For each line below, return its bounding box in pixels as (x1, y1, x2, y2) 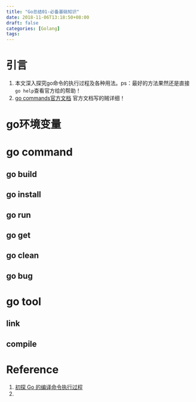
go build (6, 169, 38, 179)
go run (6, 210, 31, 220)
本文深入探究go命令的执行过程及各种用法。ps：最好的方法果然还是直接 (14, 80, 190, 87)
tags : (6, 31, 20, 37)
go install (6, 190, 42, 200)
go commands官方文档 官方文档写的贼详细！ (14, 95, 125, 102)
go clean (6, 251, 39, 261)
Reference (6, 363, 59, 376)
